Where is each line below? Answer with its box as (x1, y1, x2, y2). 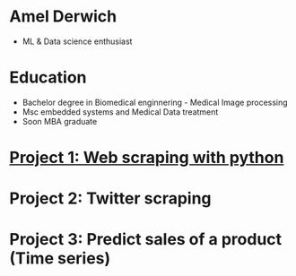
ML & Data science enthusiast (22, 36, 133, 47)
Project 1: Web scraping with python (9, 148, 284, 168)
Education (9, 67, 87, 88)
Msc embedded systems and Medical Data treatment (22, 106, 219, 117)
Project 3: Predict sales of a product (9, 229, 283, 250)
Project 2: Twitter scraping (9, 188, 213, 209)
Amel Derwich (9, 6, 118, 27)
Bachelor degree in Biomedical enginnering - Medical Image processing (22, 97, 289, 108)
